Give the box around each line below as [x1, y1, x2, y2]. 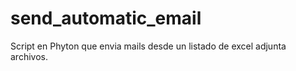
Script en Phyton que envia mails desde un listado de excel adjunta [10, 40, 287, 52]
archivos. [10, 50, 48, 62]
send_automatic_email [10, 7, 202, 30]
